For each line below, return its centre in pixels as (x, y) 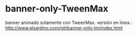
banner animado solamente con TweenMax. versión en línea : (68, 22)
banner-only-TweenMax (57, 9)
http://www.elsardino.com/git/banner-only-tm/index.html (64, 27)
